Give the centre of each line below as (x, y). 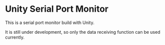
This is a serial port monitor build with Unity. (50, 22)
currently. (15, 37)
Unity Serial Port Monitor (57, 9)
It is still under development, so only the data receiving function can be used (83, 32)
